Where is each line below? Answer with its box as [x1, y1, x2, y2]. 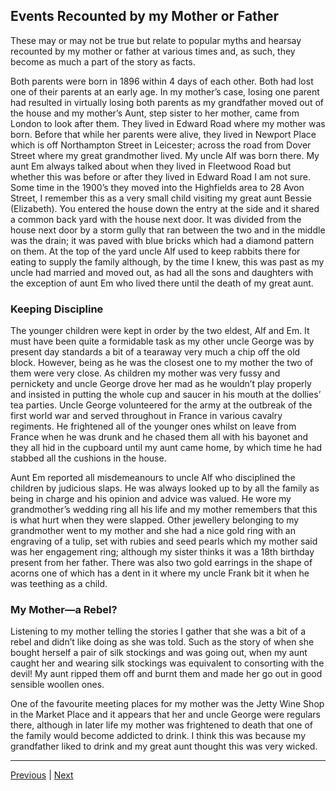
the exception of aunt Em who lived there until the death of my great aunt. [10, 277, 314, 289]
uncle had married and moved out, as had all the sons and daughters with [10, 266, 314, 278]
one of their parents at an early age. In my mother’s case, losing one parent [10, 85, 320, 98]
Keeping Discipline [10, 302, 104, 316]
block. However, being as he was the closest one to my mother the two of [10, 357, 314, 369]
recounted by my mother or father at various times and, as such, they [10, 45, 296, 57]
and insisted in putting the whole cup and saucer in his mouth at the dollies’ [10, 389, 322, 401]
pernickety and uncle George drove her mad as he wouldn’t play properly [10, 378, 312, 390]
